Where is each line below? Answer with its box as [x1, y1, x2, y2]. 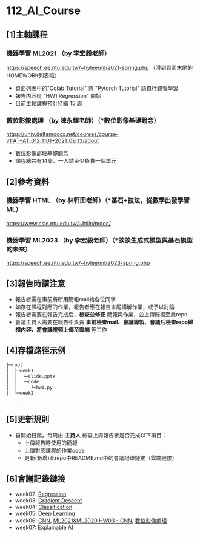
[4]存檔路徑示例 [6, 346, 66, 356]
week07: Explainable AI [15, 524, 73, 531]
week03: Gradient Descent [15, 496, 82, 504]
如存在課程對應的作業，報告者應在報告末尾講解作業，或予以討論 [15, 303, 175, 310]
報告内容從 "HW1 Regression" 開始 [15, 92, 102, 99]
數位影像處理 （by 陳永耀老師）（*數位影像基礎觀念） [6, 116, 160, 125]
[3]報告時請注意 [6, 278, 65, 289]
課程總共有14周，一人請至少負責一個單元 [15, 157, 117, 165]
